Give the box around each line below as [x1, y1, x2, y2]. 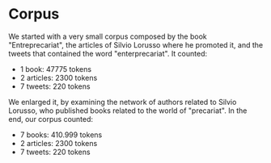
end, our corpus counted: [8, 114, 94, 123]
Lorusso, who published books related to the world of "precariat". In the [8, 106, 248, 115]
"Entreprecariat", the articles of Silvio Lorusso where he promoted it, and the [8, 40, 264, 49]
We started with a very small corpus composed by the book [8, 31, 208, 41]
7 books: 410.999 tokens [19, 130, 103, 140]
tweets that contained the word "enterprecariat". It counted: [8, 48, 208, 58]
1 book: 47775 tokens [19, 64, 91, 73]
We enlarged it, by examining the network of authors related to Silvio [8, 97, 237, 107]
